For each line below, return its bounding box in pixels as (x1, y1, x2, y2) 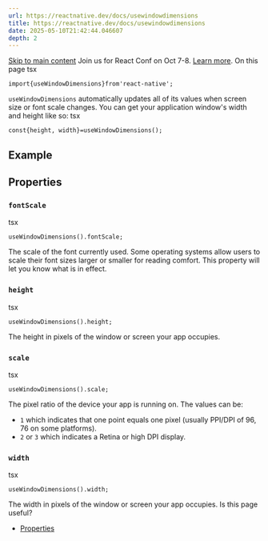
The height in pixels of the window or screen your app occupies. (8, 331, 221, 341)
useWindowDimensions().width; (8, 486, 110, 494)
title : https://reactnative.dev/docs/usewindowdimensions (8, 19, 206, 27)
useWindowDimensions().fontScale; (8, 233, 124, 241)
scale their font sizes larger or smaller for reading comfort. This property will (8, 255, 260, 265)
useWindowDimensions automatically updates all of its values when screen (8, 94, 247, 104)
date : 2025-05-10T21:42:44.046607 (8, 26, 124, 34)
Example (8, 148, 53, 162)
